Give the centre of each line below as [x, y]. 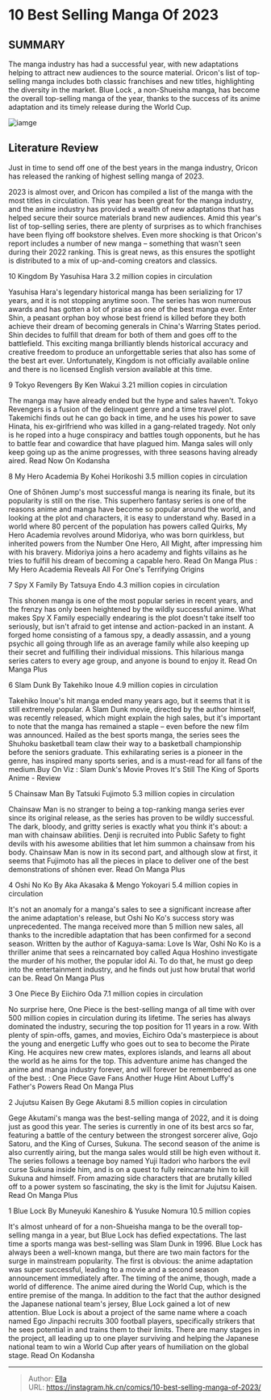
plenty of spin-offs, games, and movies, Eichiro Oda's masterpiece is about [133, 1035]
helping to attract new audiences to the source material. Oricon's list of [126, 73]
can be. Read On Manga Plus [56, 978]
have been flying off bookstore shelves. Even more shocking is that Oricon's [135, 234]
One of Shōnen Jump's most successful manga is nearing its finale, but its [132, 491]
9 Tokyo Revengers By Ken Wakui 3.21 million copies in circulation [118, 385]
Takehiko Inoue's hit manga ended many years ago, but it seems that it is [129, 700]
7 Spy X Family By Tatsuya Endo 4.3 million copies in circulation [114, 584]
